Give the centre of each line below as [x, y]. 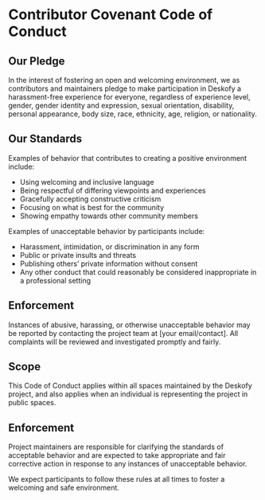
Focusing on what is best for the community [92, 207]
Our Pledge [37, 61]
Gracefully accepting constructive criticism [90, 199]
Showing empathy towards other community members [109, 216]
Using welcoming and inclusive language [87, 182]
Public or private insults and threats [78, 255]
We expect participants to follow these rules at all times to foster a [117, 479]
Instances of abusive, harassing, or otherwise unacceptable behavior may [129, 325]
